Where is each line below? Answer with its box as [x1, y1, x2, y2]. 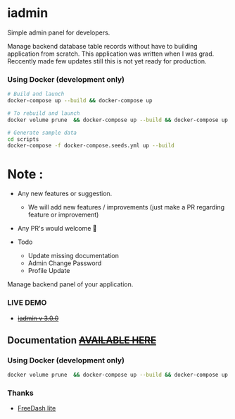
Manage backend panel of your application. [7, 280, 134, 289]
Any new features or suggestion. [17, 189, 113, 198]
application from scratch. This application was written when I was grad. [7, 49, 215, 58]
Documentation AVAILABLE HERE [7, 334, 157, 346]
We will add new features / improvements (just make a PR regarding [27, 203, 225, 212]
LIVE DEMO [7, 298, 47, 308]
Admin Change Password [27, 259, 102, 267]
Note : [7, 166, 44, 182]
